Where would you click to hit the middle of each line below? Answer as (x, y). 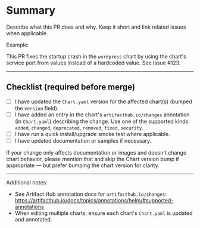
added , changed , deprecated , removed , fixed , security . (79, 127)
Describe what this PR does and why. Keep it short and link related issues (96, 27)
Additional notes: (27, 182)
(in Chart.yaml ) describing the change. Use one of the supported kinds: (102, 121)
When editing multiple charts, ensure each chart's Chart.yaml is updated (104, 213)
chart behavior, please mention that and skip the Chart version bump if (93, 159)
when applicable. (27, 33)
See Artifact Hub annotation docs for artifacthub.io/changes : (90, 194)
